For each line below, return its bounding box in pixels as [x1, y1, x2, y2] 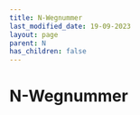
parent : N [9, 38, 47, 48]
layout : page [9, 30, 59, 39]
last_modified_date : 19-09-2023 [9, 22, 131, 31]
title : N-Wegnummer [9, 13, 83, 23]
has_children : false [9, 47, 88, 56]
